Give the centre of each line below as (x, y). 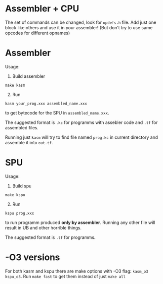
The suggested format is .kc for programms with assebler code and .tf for (81, 122)
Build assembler (29, 76)
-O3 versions (33, 257)
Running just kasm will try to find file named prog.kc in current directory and (81, 137)
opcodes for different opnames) (38, 33)
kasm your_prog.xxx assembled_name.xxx (46, 104)
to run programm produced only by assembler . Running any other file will (80, 222)
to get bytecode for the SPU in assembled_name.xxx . (57, 113)
